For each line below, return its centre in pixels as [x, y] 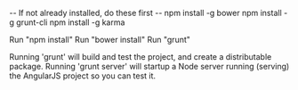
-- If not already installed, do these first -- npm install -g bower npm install [145, 13]
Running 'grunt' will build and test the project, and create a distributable [141, 57]
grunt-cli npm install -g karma [71, 22]
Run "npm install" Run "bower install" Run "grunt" [100, 40]
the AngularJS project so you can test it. [83, 76]
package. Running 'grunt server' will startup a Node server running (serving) [149, 66]
